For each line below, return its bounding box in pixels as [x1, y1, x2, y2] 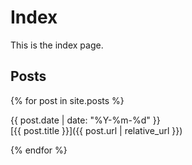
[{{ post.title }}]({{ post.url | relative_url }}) [10, 124, 183, 136]
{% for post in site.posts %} [10, 94, 125, 106]
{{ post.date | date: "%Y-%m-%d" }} [10, 114, 161, 126]
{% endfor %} [10, 144, 68, 156]
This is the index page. [10, 39, 104, 51]
